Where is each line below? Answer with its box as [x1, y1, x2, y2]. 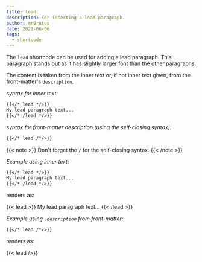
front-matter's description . [6, 78, 74, 85]
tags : [6, 31, 20, 37]
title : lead [6, 8, 36, 15]
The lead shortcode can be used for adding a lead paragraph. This [6, 54, 172, 60]
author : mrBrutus [6, 20, 50, 26]
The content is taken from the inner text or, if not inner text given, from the [6, 72, 191, 78]
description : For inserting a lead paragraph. [6, 14, 125, 21]
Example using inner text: [6, 158, 69, 165]
